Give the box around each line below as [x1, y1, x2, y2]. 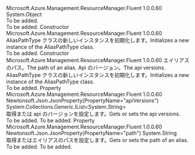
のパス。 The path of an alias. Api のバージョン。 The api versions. [6, 64, 166, 71]
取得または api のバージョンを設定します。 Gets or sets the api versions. [6, 111, 181, 117]
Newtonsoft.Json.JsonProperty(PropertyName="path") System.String [6, 130, 177, 137]
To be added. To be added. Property [6, 117, 95, 124]
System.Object [6, 11, 42, 18]
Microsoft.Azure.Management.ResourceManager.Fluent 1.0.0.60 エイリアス [6, 57, 190, 63]
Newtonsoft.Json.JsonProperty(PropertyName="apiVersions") [6, 97, 159, 104]
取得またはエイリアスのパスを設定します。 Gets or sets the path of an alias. [6, 137, 188, 143]
